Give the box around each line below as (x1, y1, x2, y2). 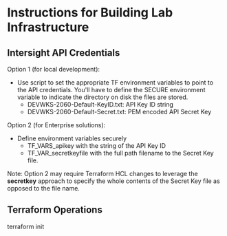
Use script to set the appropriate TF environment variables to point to (17, 78, 214, 87)
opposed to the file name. (7, 184, 80, 192)
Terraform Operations (7, 204, 103, 216)
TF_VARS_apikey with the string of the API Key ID (27, 142, 166, 149)
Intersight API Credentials (7, 47, 120, 58)
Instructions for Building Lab (7, 5, 173, 21)
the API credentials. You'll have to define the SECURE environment (17, 86, 206, 94)
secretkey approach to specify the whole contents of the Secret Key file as (7, 177, 220, 185)
